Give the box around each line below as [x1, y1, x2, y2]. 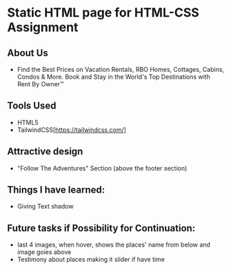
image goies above [17, 248, 72, 256]
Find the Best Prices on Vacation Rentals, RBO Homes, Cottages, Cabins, [17, 66, 225, 73]
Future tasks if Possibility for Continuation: [7, 222, 196, 234]
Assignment [7, 19, 79, 35]
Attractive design [7, 146, 83, 157]
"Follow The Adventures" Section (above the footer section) [17, 164, 188, 172]
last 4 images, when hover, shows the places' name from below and [17, 240, 210, 249]
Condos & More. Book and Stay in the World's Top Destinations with [17, 73, 210, 81]
